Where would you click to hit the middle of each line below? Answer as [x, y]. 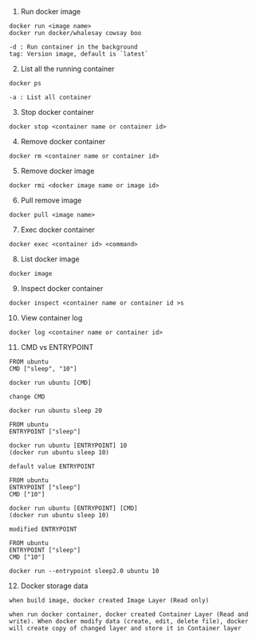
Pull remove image [51, 200]
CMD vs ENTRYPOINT [57, 347]
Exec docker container [57, 230]
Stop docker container [57, 112]
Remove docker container [63, 141]
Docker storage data [54, 586]
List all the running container [67, 69]
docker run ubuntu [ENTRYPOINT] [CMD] [73, 508]
